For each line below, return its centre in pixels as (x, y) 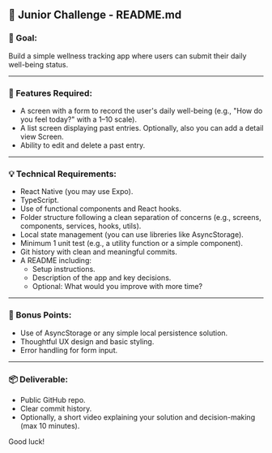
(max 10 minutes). (50, 425)
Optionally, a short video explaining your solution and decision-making (138, 417)
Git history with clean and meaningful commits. (99, 252)
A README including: (55, 261)
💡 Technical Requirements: (63, 174)
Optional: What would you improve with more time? (117, 287)
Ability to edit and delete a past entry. (83, 145)
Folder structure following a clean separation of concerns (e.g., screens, (140, 218)
